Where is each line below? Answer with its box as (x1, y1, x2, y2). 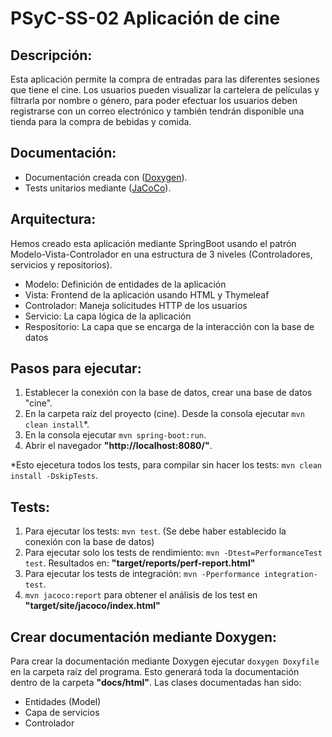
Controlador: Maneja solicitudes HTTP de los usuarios (24, 299, 248, 311)
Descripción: (10, 47, 93, 64)
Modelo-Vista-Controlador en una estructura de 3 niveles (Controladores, (10, 248, 313, 260)
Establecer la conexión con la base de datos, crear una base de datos (24, 387, 313, 399)
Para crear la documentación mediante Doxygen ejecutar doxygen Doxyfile (10, 655, 320, 667)
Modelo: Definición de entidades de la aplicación (24, 278, 227, 290)
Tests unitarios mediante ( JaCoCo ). (24, 182, 172, 194)
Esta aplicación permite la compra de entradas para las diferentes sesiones (10, 73, 321, 85)
